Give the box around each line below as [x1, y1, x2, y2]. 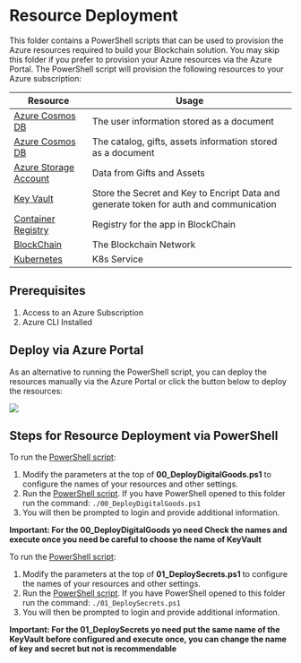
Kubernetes [13, 253, 63, 265]
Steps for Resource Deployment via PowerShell [9, 427, 279, 443]
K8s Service [91, 253, 143, 265]
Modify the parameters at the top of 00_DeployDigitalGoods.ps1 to [21, 469, 271, 480]
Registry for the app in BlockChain [91, 218, 236, 230]
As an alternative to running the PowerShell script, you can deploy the [9, 366, 267, 377]
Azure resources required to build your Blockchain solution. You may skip [9, 44, 280, 55]
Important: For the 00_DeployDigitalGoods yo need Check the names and [9, 525, 288, 536]
